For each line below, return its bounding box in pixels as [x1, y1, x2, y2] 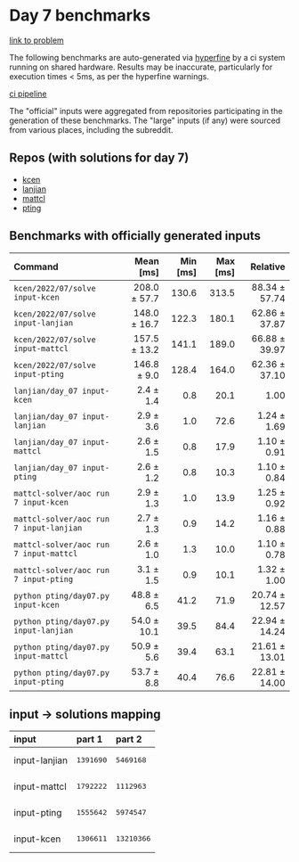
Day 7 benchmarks [9, 5, 151, 26]
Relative [250, 260, 286, 273]
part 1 [76, 733, 103, 745]
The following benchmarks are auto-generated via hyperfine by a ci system [9, 52, 286, 62]
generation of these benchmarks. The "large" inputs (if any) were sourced [9, 115, 281, 126]
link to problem [9, 35, 64, 45]
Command [13, 260, 60, 273]
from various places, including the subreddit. [9, 124, 174, 135]
